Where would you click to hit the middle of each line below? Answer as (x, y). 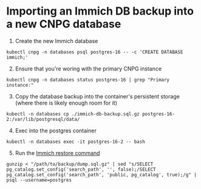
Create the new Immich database (56, 41)
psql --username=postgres (39, 180)
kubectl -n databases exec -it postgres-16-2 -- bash (76, 142)
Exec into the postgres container (56, 130)
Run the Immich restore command (57, 153)
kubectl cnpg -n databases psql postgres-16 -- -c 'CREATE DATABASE (95, 52)
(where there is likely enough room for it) (66, 103)
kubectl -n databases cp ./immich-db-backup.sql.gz (73, 114)
